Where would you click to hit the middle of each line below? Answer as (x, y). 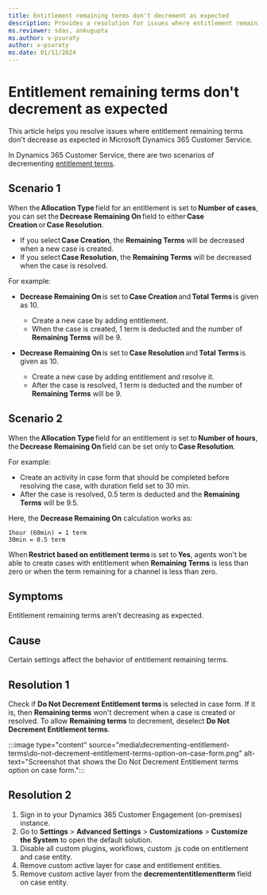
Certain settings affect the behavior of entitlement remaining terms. (118, 660)
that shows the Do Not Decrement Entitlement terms (153, 762)
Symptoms (36, 596)
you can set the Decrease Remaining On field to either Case (106, 216)
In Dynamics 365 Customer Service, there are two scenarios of (111, 155)
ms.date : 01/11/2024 (43, 53)
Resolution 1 (39, 685)
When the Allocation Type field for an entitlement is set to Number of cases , (133, 207)
